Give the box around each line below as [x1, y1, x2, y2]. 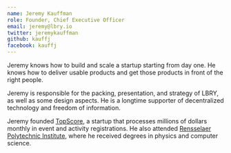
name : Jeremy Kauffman [7, 10, 72, 17]
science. [7, 139, 32, 147]
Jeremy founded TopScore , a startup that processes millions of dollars [7, 117, 208, 125]
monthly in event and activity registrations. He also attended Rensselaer [7, 125, 212, 132]
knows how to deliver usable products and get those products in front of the [7, 68, 223, 76]
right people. [7, 76, 43, 83]
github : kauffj [7, 36, 51, 43]
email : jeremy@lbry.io [7, 23, 72, 30]
